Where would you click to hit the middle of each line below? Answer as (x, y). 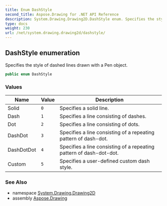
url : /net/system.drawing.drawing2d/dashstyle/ (55, 33)
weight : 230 (17, 28)
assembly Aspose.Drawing (40, 198)
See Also (16, 182)
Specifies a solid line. (84, 108)
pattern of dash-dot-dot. (89, 153)
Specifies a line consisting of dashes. (103, 116)
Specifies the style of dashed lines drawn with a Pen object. (66, 65)
